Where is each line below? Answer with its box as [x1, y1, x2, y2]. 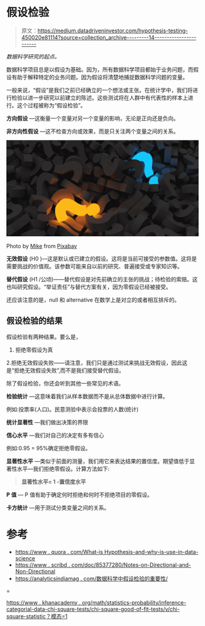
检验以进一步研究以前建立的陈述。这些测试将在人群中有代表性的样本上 [11, 94, 188, 101]
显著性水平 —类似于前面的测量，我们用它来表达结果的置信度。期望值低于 [6, 457, 190, 464]
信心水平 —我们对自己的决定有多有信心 [6, 431, 104, 439]
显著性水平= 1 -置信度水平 [21, 478, 87, 485]
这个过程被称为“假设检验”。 [16, 101, 87, 109]
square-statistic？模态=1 [6, 613, 68, 620]
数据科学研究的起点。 [6, 52, 60, 60]
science [15, 555, 35, 562]
